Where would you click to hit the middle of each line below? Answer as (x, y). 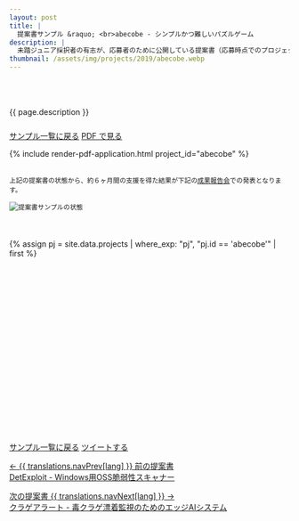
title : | (25, 26)
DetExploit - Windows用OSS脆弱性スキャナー (92, 477)
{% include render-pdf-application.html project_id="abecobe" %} (129, 154)
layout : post (33, 17)
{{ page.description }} (49, 112)
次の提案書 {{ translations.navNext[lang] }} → (92, 496)
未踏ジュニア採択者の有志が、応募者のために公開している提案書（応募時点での (139, 51)
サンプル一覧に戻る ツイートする (69, 447)
